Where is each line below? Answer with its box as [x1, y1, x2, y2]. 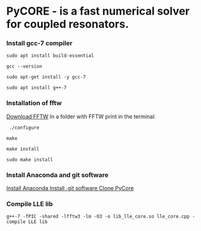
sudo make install [6, 157, 53, 163]
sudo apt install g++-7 [6, 85, 67, 91]
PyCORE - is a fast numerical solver [6, 4, 190, 18]
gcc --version [6, 63, 43, 69]
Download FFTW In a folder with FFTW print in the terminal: [6, 113, 156, 120]
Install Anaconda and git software [6, 171, 109, 179]
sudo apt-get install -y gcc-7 [6, 74, 86, 80]
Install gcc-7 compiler [6, 39, 73, 48]
